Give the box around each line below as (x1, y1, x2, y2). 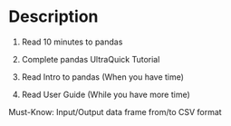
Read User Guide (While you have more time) (21, 89, 191, 100)
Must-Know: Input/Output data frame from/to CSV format (8, 106, 223, 117)
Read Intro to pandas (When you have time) (21, 71, 185, 82)
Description (8, 6, 99, 27)
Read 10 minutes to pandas (21, 36, 123, 47)
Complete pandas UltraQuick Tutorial (21, 53, 160, 64)
